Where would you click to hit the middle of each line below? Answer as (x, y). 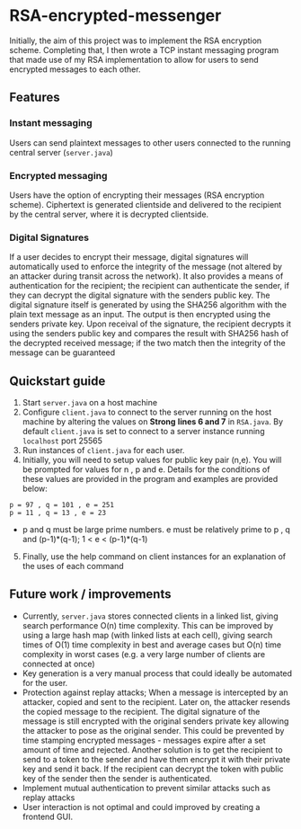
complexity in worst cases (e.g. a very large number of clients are (144, 654)
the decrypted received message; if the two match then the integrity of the (147, 343)
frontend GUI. (48, 816)
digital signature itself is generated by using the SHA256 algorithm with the (148, 305)
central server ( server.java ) (62, 152)
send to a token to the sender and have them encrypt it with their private (156, 759)
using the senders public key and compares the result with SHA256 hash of (149, 334)
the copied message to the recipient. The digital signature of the (141, 711)
